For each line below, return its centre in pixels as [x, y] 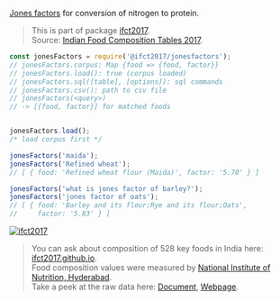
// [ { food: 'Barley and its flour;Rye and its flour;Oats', [128, 205]
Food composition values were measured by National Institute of [151, 268]
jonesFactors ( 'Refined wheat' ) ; [70, 164]
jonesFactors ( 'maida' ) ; [54, 155]
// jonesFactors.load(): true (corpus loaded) [98, 73]
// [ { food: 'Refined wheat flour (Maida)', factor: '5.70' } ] [134, 172]
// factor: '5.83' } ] [60, 214]
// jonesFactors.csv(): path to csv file [88, 90]
